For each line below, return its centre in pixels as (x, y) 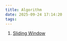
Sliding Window (29, 33)
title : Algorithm (24, 10)
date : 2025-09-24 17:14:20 (34, 14)
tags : (11, 19)
